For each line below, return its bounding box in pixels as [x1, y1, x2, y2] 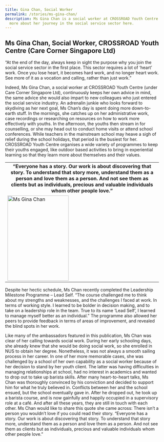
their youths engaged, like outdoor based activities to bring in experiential [5, 147, 153, 153]
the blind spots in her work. [5, 323, 60, 329]
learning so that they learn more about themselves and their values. [5, 152, 141, 158]
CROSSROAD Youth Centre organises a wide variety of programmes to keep [5, 142, 158, 147]
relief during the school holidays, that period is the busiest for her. [5, 136, 138, 142]
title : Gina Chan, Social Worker [5, 7, 73, 12]
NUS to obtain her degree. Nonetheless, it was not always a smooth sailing [5, 348, 155, 354]
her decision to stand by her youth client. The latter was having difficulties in [5, 364, 159, 370]
